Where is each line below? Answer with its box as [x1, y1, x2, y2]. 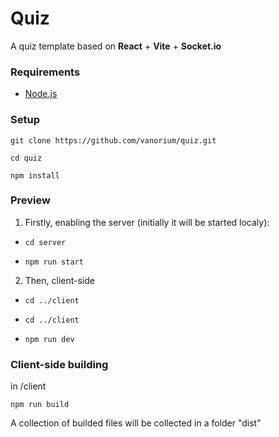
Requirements [10, 65, 81, 79]
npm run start [24, 257, 84, 267]
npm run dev [24, 334, 75, 344]
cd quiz [10, 153, 43, 163]
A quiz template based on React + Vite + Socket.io [10, 40, 222, 52]
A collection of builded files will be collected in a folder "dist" [10, 417, 262, 429]
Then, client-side [24, 274, 95, 286]
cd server [24, 237, 67, 247]
